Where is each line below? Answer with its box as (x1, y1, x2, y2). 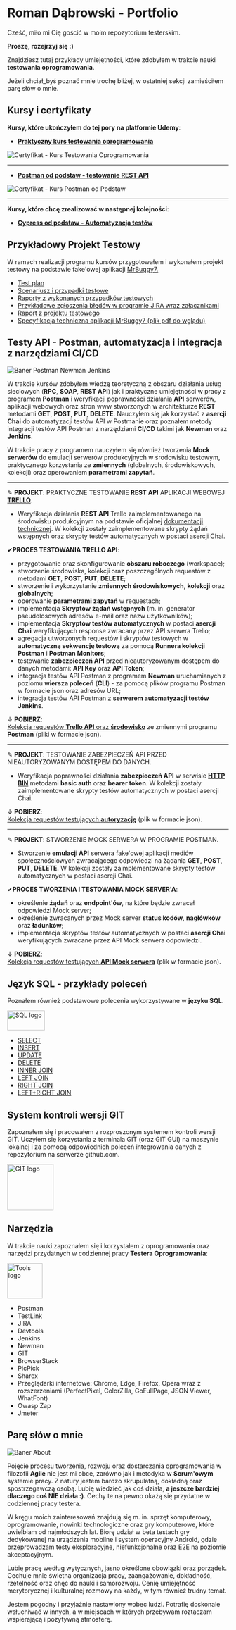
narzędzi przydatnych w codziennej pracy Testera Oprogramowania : (7, 1249, 209, 1257)
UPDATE (17, 1051, 42, 1059)
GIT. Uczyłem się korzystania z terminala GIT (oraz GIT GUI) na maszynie (7, 1136, 219, 1143)
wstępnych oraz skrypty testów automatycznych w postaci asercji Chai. (17, 532, 226, 540)
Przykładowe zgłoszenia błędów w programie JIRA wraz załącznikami (17, 301, 220, 309)
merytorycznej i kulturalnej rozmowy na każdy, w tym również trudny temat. (7, 1586, 227, 1595)
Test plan (17, 278, 44, 287)
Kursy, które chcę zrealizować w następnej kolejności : (7, 204, 169, 213)
